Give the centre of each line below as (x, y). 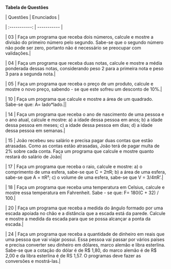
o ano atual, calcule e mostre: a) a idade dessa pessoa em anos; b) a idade (84, 120)
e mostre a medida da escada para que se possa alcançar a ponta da (78, 219)
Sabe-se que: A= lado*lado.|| (36, 104)
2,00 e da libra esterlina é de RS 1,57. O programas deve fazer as (73, 256)
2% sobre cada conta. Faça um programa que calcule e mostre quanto (80, 151)
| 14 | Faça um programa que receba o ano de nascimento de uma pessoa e (85, 114)
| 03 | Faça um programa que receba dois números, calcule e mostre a (79, 37)
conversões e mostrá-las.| (33, 261)
